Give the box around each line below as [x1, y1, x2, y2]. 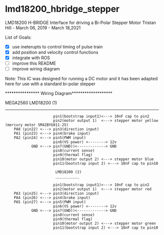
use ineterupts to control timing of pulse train [12, 44, 103, 49]
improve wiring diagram [12, 66, 60, 72]
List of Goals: [5, 34, 32, 40]
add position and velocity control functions [12, 49, 99, 55]
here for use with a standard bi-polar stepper [5, 81, 96, 87]
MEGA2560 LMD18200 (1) [5, 100, 58, 106]
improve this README [12, 60, 56, 67]
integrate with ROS [12, 55, 50, 61]
